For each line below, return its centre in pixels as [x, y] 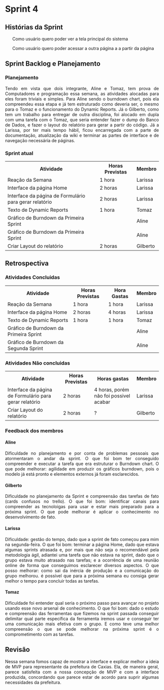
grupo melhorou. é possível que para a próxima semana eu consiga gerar [82, 576]
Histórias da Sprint [34, 27]
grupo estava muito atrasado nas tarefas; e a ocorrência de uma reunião [82, 560]
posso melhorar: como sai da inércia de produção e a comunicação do [82, 570]
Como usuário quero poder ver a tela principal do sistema [70, 39]
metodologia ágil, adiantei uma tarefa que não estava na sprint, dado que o [82, 555]
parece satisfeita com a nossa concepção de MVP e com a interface [82, 672]
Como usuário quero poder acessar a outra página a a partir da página [83, 48]
